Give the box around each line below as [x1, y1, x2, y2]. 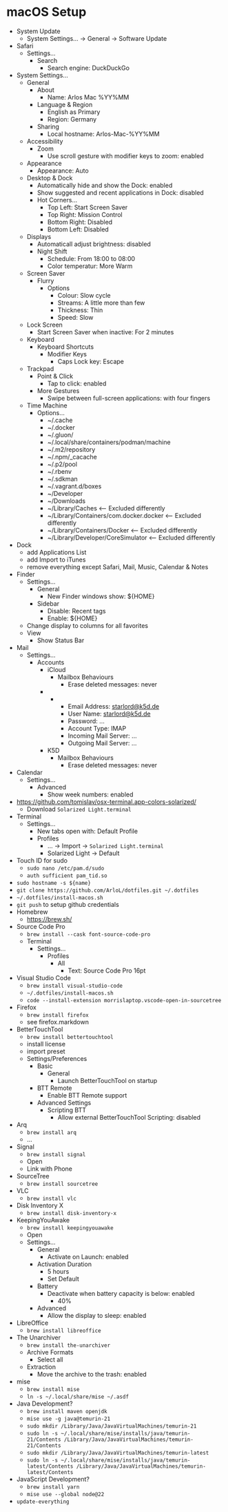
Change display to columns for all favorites [26, 621, 149, 629]
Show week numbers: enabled [47, 790, 134, 798]
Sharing [37, 122, 60, 131]
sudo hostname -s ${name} [16, 879, 91, 886]
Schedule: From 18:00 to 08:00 [47, 254, 136, 262]
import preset [26, 1047, 66, 1055]
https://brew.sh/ [26, 915, 72, 923]
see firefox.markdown [26, 1017, 89, 1026]
